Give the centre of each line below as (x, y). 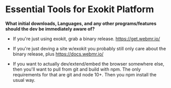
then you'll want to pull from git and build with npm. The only (77, 69)
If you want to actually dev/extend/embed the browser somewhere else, (89, 64)
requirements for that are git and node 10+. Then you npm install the (84, 74)
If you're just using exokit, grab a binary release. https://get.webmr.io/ (86, 39)
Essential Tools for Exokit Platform (80, 9)
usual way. (24, 80)
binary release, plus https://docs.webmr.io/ (58, 54)
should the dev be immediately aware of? (50, 28)
